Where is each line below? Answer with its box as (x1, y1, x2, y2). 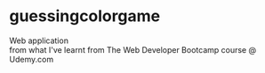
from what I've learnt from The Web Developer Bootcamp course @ (9, 44, 256, 55)
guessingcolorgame (9, 6, 161, 26)
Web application (9, 35, 69, 46)
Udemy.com (9, 54, 54, 64)
